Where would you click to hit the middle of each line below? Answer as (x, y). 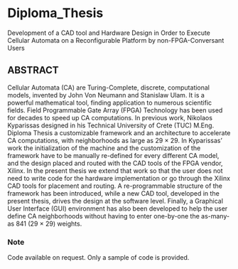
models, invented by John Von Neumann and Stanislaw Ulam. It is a (106, 95)
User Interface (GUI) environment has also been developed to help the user (118, 209)
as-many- (215, 216)
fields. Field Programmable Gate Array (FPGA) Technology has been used (115, 110)
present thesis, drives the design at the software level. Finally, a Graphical (115, 201)
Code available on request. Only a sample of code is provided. (98, 258)
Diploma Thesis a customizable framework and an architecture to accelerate (119, 132)
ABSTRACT (33, 70)
